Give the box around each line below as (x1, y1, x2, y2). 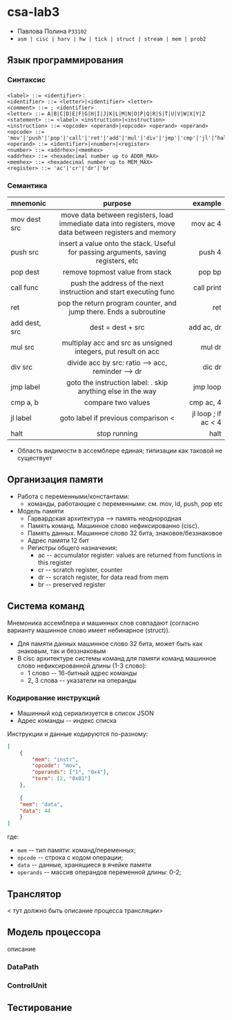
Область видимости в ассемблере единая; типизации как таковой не (17, 446, 223, 455)
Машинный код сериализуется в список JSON (17, 709, 154, 717)
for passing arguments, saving (68, 247, 167, 256)
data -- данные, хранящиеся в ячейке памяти (17, 861, 152, 869)
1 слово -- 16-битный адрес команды (27, 668, 137, 677)
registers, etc (95, 256, 139, 265)
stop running (96, 428, 138, 438)
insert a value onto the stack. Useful (58, 238, 176, 248)
